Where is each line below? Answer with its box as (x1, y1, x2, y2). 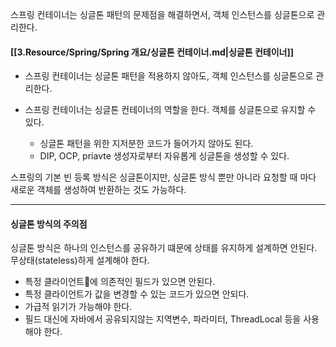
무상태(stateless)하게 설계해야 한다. (10, 254, 150, 267)
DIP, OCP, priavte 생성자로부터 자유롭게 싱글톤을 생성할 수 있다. (39, 150, 290, 162)
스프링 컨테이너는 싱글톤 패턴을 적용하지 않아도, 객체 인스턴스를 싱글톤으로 (24, 70, 314, 82)
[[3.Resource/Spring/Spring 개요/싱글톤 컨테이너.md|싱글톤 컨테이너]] (10, 46, 294, 58)
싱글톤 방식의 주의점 (10, 218, 88, 230)
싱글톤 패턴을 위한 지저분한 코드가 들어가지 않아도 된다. (39, 138, 254, 150)
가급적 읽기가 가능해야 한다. (24, 301, 133, 313)
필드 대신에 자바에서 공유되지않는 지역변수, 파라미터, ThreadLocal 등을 (24, 313, 302, 325)
